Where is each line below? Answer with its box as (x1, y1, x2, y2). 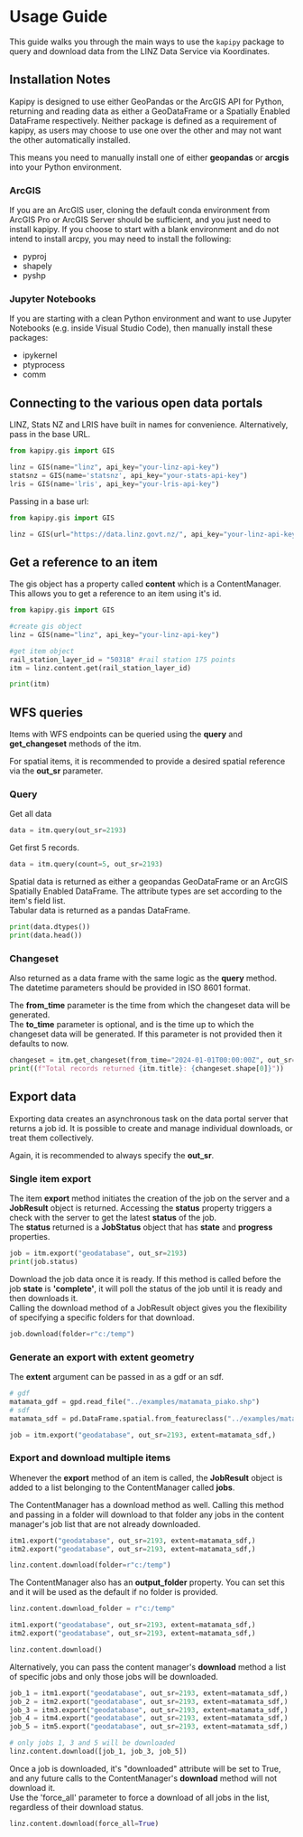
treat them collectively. (9, 1132, 95, 1143)
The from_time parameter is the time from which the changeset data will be (9, 1000, 290, 1011)
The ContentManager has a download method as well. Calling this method (9, 1499, 284, 1510)
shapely (22, 260, 52, 272)
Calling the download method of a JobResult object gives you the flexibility (9, 1302, 288, 1313)
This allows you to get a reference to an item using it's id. (9, 588, 222, 599)
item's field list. (9, 895, 66, 906)
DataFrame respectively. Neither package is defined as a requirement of (9, 115, 278, 126)
